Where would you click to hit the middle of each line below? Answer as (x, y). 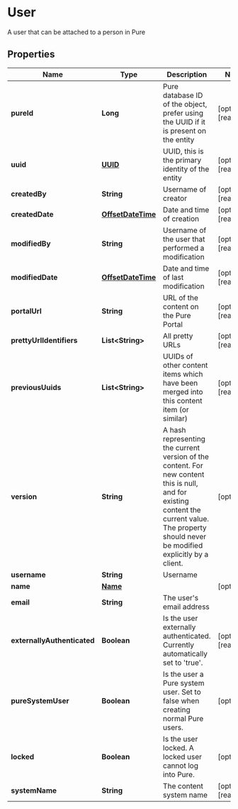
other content (185, 365)
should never (185, 536)
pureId (22, 113)
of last (173, 277)
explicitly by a (186, 554)
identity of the (186, 169)
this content (182, 401)
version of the (186, 457)
